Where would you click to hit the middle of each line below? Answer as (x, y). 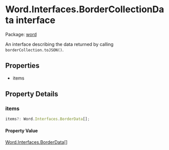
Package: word (21, 34)
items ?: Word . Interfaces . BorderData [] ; (48, 119)
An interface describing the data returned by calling (59, 44)
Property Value (22, 131)
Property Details (32, 94)
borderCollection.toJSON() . (35, 49)
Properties (22, 66)
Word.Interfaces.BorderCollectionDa (85, 9)
